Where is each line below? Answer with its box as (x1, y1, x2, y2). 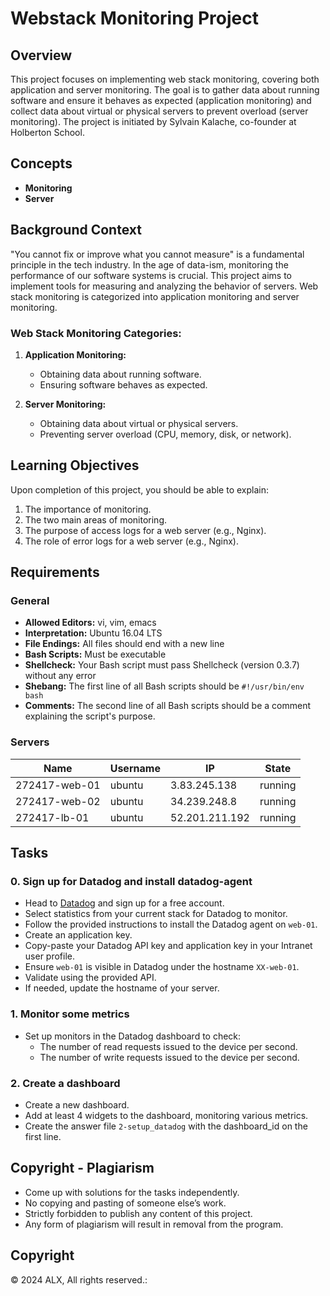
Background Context (10, 222, 142, 239)
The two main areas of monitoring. (24, 513, 168, 526)
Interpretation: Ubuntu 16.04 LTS (24, 627, 163, 639)
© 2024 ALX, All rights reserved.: (10, 1273, 148, 1286)
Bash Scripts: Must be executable (24, 648, 167, 661)
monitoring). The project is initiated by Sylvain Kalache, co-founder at (10, 116, 297, 127)
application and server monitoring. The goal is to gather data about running (10, 84, 320, 96)
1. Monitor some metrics (10, 1007, 130, 1021)
